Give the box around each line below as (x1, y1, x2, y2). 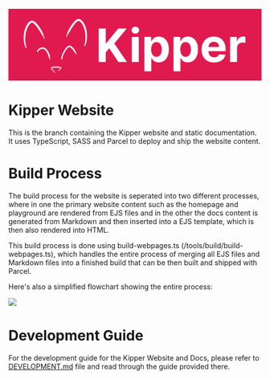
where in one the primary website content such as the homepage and (8, 200, 239, 210)
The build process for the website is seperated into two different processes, (8, 191, 260, 201)
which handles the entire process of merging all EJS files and (57, 250, 260, 259)
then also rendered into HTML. (8, 226, 110, 235)
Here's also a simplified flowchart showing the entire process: (8, 282, 213, 291)
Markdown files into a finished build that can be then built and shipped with (8, 258, 258, 267)
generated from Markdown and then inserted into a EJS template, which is (8, 217, 255, 226)
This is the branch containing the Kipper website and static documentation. (8, 128, 257, 137)
